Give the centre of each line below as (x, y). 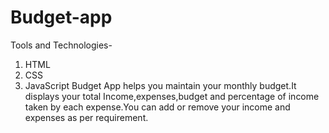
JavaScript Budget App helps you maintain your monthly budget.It (160, 85)
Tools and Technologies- (61, 45)
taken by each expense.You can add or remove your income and (157, 107)
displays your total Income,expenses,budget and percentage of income (172, 96)
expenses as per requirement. (86, 117)
